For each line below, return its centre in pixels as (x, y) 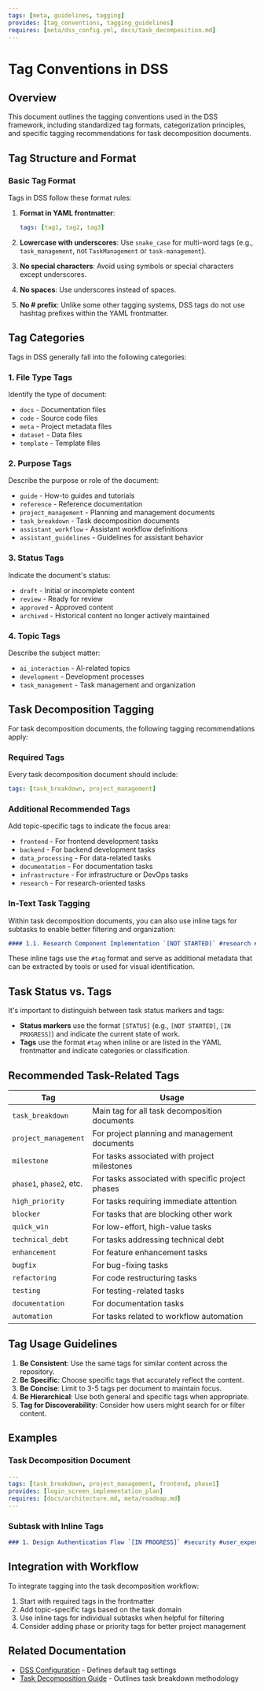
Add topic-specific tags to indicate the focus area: (90, 826)
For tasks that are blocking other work (162, 1214)
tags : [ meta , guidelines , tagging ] (66, 15)
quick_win (30, 1227)
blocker (26, 1214)
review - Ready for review (61, 599)
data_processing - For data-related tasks (85, 858)
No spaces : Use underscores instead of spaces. (98, 289)
